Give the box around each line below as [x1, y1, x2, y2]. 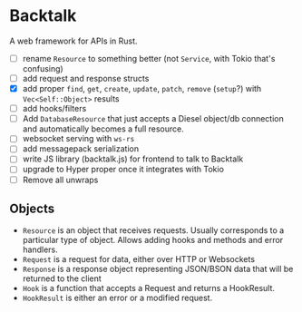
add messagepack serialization [22, 143, 139, 154]
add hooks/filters [22, 103, 87, 114]
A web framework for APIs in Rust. [9, 35, 138, 46]
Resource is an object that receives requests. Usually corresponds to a [22, 225, 285, 236]
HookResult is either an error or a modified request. [22, 292, 213, 304]
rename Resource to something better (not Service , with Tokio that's [22, 53, 276, 63]
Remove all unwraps [22, 174, 99, 185]
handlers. [22, 244, 59, 255]
